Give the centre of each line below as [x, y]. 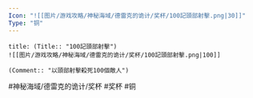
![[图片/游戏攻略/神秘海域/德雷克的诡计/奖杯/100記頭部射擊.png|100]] [114, 55]
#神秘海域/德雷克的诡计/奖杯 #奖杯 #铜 [72, 86]
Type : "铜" [26, 23]
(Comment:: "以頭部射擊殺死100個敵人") [69, 70]
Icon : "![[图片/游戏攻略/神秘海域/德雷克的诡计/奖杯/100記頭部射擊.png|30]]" [127, 16]
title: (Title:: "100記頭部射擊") [63, 46]
